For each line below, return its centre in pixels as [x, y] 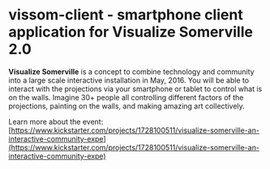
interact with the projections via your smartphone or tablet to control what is [135, 89]
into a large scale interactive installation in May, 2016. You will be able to [129, 80]
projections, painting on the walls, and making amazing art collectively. [126, 106]
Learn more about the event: [56, 121]
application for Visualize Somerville [131, 32]
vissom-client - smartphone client [126, 15]
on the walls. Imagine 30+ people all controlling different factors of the [126, 97]
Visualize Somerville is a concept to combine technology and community [131, 71]
